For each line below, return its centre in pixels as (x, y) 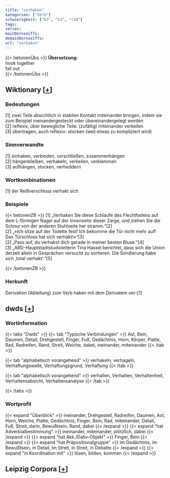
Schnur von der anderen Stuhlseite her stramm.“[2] (59, 226)
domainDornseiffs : (25, 39)
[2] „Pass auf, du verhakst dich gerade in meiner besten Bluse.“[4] (75, 242)
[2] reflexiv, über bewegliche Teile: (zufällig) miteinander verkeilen (74, 126)
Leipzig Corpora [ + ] (37, 469)
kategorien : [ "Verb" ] (28, 15)
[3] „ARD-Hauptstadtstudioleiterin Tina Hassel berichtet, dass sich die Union (85, 248)
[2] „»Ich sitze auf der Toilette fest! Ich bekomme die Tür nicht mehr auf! (81, 232)
